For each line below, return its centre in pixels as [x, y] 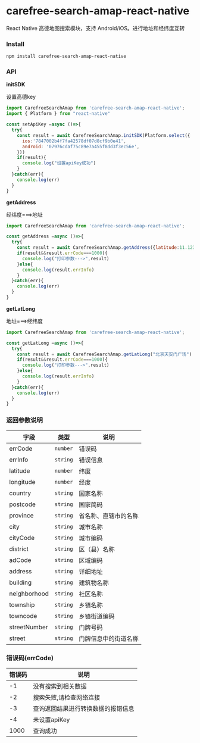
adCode [20, 560]
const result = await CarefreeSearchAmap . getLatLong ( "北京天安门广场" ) [104, 354]
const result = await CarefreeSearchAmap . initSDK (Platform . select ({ [104, 135]
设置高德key [21, 97]
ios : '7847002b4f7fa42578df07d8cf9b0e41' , [74, 141]
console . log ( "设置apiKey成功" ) [59, 163]
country [20, 493]
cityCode [22, 538]
